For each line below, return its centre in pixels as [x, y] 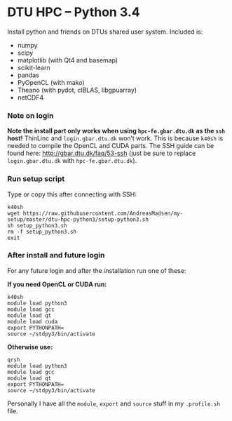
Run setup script [36, 179]
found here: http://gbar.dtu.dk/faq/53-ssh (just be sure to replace [102, 153]
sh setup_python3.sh [37, 225]
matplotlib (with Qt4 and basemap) [67, 60]
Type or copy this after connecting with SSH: [72, 194]
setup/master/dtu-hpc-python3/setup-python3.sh [78, 219]
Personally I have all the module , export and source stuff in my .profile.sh [114, 403]
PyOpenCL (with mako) [51, 82]
